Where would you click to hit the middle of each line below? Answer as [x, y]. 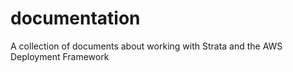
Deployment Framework [60, 56]
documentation [75, 18]
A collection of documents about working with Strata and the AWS [146, 46]
